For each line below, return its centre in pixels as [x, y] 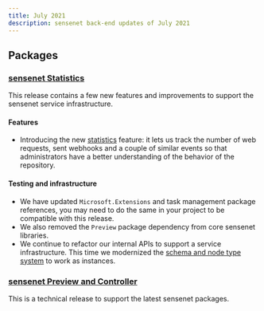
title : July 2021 [37, 16]
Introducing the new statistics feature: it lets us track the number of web [138, 140]
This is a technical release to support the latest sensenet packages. [118, 298]
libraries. [34, 235]
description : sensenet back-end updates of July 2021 [99, 23]
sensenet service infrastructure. [61, 104]
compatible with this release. [67, 218]
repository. [37, 165]
